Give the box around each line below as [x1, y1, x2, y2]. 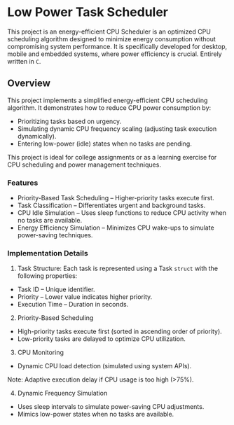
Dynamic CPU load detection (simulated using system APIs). [17, 362, 192, 370]
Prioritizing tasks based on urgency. [17, 117, 122, 125]
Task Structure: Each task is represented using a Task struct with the [17, 264, 219, 273]
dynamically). [17, 132, 57, 140]
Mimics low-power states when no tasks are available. [17, 410, 174, 419]
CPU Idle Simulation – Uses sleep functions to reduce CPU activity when [17, 209, 226, 217]
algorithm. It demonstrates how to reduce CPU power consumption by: [7, 103, 212, 112]
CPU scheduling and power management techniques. [7, 160, 161, 169]
